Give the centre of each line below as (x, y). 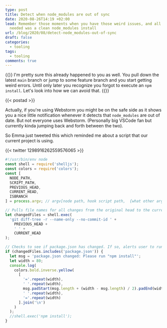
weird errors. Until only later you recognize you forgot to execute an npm (79, 86)
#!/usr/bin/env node (27, 160)
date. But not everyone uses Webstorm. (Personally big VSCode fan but (79, 120)
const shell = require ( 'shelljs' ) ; (42, 164)
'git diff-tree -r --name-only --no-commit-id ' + (63, 219)
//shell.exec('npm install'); (41, 317)
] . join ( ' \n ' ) (32, 302)
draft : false (19, 38)
